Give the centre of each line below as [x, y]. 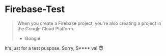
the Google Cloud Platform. [46, 28]
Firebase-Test [35, 9]
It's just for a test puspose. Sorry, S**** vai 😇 [54, 48]
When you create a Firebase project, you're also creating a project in [89, 23]
